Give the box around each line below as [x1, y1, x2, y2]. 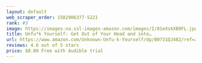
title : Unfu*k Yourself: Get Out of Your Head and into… [6, 31, 152, 37]
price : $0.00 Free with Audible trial [6, 48, 103, 54]
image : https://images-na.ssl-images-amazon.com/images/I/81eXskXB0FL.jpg [6, 25, 198, 32]
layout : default [6, 8, 47, 15]
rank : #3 [6, 20, 28, 26]
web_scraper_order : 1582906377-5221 [6, 14, 98, 20]
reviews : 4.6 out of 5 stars [6, 43, 79, 49]
